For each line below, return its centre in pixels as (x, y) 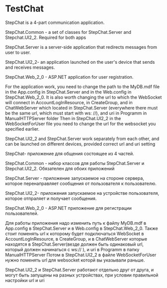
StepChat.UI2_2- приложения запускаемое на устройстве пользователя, (82, 193)
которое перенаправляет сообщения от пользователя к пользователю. (81, 183)
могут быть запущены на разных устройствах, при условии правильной (82, 275)
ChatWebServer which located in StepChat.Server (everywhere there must (82, 108)
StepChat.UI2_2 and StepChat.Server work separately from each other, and (82, 139)
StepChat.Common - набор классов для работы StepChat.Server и (75, 163)
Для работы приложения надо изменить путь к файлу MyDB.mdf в (76, 223)
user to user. (18, 52)
